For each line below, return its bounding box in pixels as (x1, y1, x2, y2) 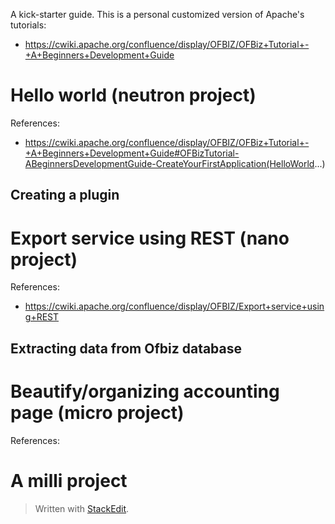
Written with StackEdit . (34, 502, 130, 514)
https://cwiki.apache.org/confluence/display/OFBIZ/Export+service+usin (24, 300, 325, 313)
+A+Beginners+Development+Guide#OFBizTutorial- (24, 147, 240, 159)
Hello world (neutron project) (10, 84, 257, 107)
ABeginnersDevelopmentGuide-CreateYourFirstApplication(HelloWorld (24, 157, 315, 169)
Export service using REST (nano (10, 227, 290, 249)
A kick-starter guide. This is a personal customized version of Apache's (10, 9, 305, 20)
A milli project (10, 469, 128, 492)
